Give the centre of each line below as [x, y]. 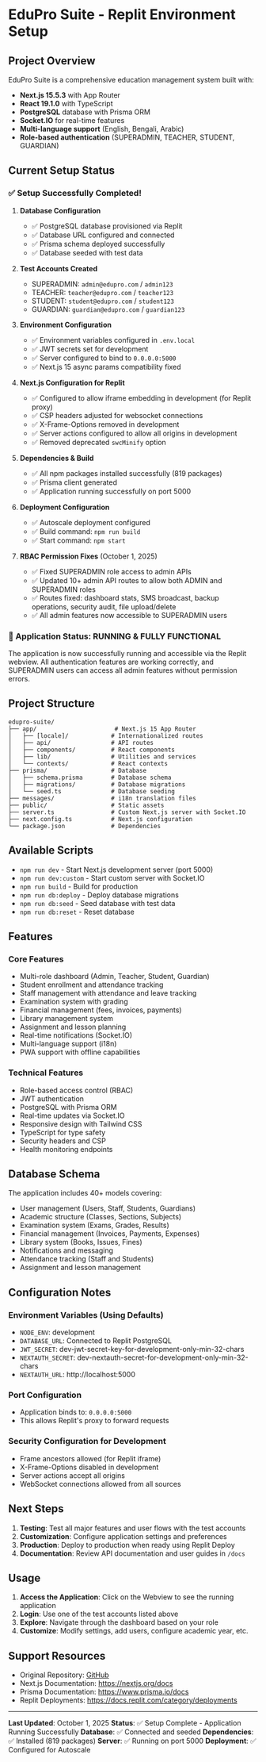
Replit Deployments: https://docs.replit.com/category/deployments [128, 1700]
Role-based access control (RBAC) [76, 1090]
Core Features [36, 959]
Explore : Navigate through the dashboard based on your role [119, 1622]
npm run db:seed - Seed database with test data [97, 903]
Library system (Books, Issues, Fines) [81, 1242]
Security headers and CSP [63, 1141]
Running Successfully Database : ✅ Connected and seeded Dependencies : [131, 1732]
